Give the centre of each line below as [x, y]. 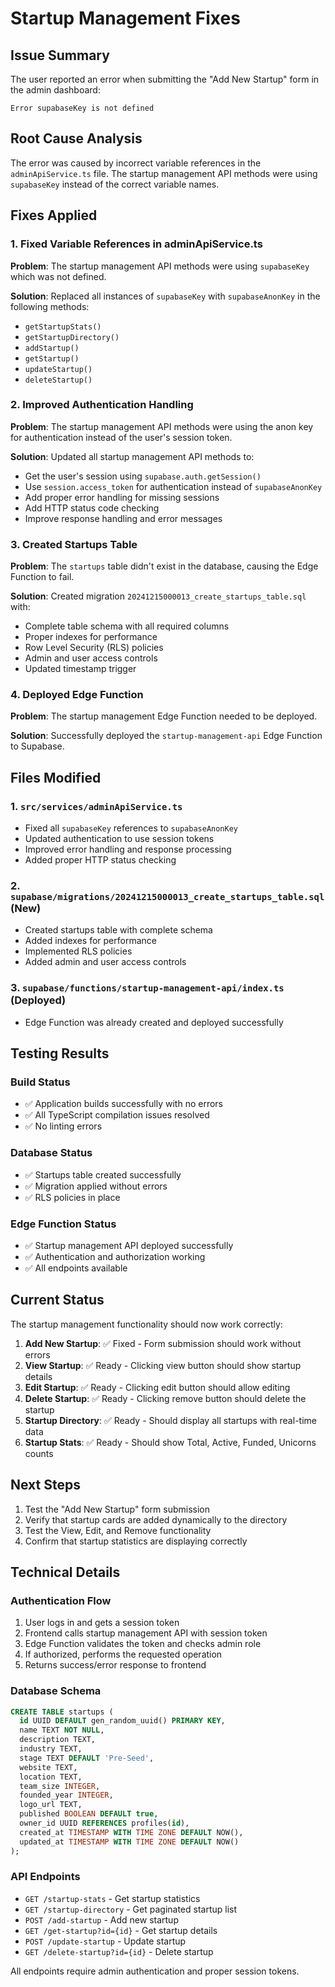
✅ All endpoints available [76, 1268]
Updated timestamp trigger [80, 669]
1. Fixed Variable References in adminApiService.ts [136, 244]
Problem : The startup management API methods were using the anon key [162, 426]
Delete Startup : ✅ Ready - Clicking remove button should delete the [165, 1398]
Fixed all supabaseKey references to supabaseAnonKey [131, 828]
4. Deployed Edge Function [77, 695]
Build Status [40, 1082]
